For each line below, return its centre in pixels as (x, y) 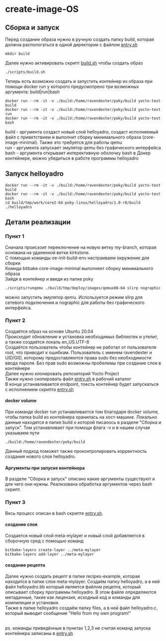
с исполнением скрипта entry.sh (40, 389)
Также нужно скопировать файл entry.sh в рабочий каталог (68, 379)
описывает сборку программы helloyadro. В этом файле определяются (81, 592)
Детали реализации (38, 222)
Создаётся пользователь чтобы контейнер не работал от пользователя (81, 347)
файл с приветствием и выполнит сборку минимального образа (73, 137)
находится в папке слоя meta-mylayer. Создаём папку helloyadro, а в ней (83, 581)
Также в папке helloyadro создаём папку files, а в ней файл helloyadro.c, (82, 608)
